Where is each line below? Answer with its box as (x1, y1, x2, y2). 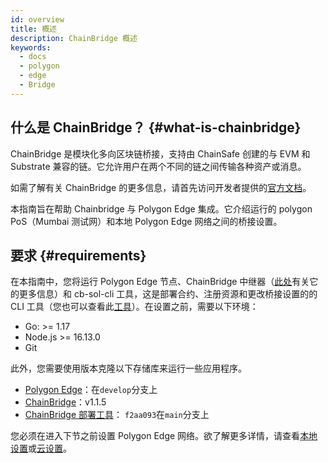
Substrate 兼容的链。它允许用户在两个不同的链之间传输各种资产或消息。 (10, 160, 307, 172)
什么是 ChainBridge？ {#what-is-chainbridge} (10, 119, 302, 136)
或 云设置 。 (28, 442, 72, 455)
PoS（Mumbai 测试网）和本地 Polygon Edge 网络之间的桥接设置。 (10, 215, 283, 227)
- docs (19, 52, 47, 62)
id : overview (10, 14, 65, 25)
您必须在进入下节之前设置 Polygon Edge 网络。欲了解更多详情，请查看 (10, 430, 301, 442)
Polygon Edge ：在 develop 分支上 (24, 384, 158, 396)
